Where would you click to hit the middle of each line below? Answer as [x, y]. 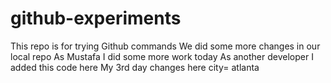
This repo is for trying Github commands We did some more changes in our [165, 46]
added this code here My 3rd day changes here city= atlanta [135, 67]
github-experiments [96, 18]
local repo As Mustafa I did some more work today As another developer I [162, 56]
